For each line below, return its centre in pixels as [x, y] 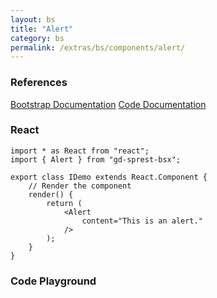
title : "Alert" [42, 29]
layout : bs [33, 19]
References [39, 83]
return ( [64, 203]
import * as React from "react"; [80, 151]
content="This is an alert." [142, 221]
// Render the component [80, 186]
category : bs [37, 38]
